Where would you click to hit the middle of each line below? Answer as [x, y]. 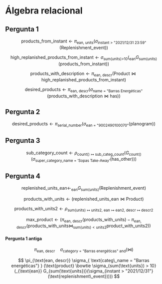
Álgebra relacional [44, 11]
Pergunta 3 [23, 141]
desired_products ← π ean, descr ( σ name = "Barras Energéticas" [84, 90]
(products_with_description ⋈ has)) [84, 96]
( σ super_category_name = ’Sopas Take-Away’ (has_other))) [84, 160]
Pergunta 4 [23, 176]
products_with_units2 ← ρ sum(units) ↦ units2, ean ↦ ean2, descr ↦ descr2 [84, 209]
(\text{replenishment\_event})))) [80, 277]
